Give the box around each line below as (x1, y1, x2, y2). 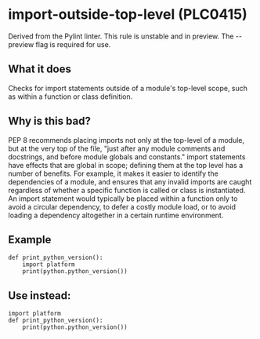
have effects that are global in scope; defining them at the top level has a (8, 160, 244, 169)
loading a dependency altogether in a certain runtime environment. (8, 210, 224, 220)
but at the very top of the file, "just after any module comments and (8, 144, 226, 153)
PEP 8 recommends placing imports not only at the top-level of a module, (8, 135, 245, 144)
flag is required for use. (35, 39, 111, 49)
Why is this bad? (8, 115, 92, 128)
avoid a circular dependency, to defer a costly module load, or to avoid (8, 202, 237, 211)
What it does (8, 63, 72, 76)
